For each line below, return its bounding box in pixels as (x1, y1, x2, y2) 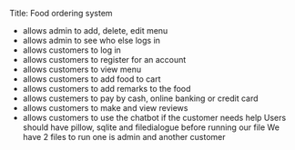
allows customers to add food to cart (22, 74, 161, 85)
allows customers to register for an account (22, 55, 187, 65)
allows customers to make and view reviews (22, 103, 188, 113)
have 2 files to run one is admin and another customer (22, 132, 226, 142)
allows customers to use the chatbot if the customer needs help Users (22, 113, 287, 123)
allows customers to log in (22, 45, 121, 55)
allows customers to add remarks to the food (22, 84, 191, 94)
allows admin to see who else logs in (22, 35, 161, 45)
